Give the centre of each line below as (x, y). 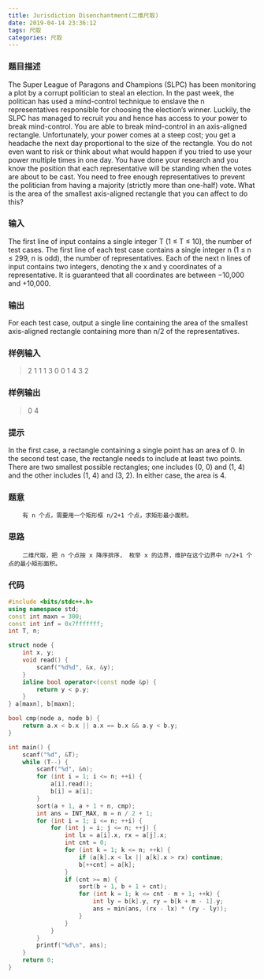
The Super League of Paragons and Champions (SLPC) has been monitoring (132, 84)
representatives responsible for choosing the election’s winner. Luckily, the (129, 109)
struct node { (32, 645)
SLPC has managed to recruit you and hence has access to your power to (128, 118)
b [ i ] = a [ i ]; (71, 791)
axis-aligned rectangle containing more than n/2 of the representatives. (124, 332)
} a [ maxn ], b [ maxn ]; (42, 704)
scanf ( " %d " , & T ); (51, 755)
